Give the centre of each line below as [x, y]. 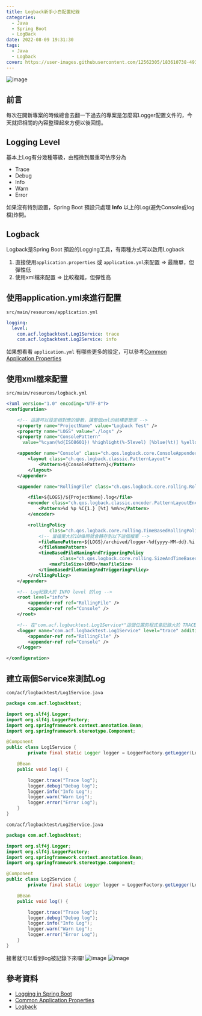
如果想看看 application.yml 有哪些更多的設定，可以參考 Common [87, 352]
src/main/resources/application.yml [52, 312]
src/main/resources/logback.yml [47, 393]
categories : [21, 17]
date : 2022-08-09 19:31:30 [40, 40]
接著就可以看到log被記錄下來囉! [45, 958]
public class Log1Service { [41, 747]
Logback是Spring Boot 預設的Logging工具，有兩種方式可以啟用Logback [95, 249]
